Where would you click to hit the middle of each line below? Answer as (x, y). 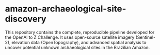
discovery (26, 19)
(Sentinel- (145, 37)
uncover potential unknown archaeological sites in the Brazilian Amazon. (78, 47)
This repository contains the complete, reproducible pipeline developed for (80, 32)
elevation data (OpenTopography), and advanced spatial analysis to (79, 42)
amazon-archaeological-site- (65, 9)
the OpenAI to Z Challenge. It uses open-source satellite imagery (70, 37)
